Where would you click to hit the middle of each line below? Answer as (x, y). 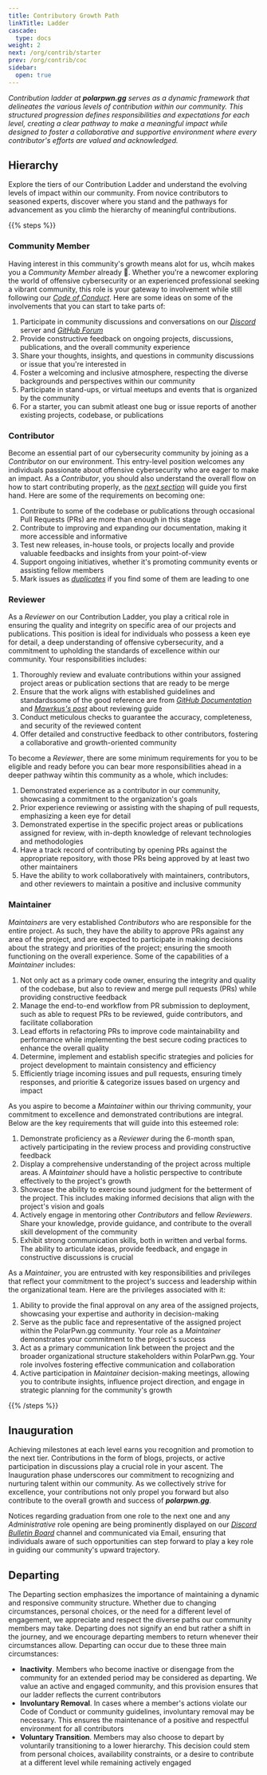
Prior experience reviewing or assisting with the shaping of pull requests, (139, 808)
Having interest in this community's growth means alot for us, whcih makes (132, 264)
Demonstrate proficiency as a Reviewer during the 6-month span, (127, 1138)
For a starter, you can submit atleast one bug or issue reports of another (138, 406)
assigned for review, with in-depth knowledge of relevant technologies (135, 833)
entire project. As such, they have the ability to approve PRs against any (126, 931)
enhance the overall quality (64, 1048)
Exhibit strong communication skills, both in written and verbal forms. (133, 1240)
